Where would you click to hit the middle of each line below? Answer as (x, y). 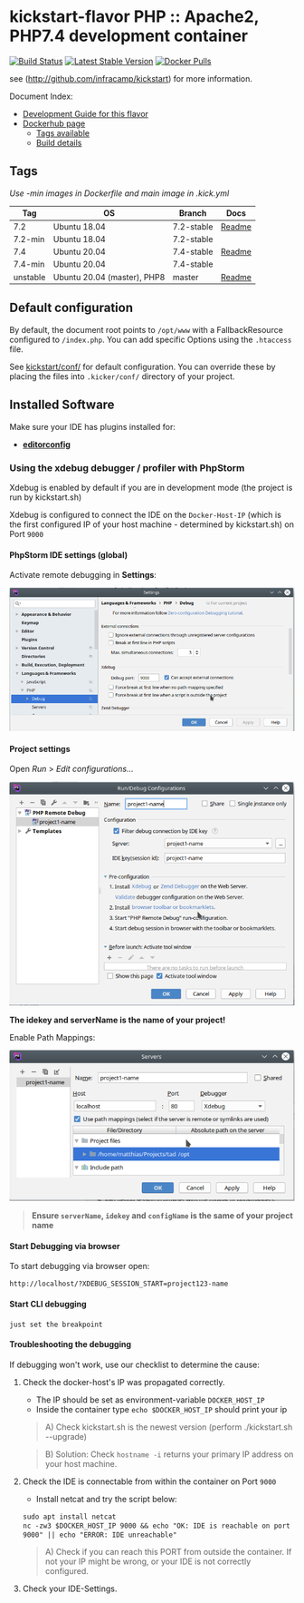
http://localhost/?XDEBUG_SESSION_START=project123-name (119, 1284)
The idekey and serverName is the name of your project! (118, 1020)
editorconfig (46, 444)
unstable (29, 277)
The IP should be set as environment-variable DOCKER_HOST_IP (150, 1400)
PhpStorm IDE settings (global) (69, 554)
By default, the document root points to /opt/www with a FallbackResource (146, 329)
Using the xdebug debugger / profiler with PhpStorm (127, 467)
